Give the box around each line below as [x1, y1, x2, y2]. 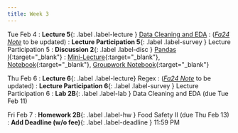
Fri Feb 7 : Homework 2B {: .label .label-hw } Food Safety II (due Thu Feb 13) [7, 110, 229, 119]
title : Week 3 [7, 10, 50, 18]
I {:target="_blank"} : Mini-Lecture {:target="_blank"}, [7, 53, 161, 61]
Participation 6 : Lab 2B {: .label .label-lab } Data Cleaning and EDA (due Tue [7, 89, 229, 97]
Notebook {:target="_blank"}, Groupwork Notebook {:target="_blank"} [7, 60, 210, 68]
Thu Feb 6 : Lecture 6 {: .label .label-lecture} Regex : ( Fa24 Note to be [7, 74, 212, 83]
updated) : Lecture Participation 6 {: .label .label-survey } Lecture [7, 81, 199, 90]
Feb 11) [7, 97, 28, 105]
